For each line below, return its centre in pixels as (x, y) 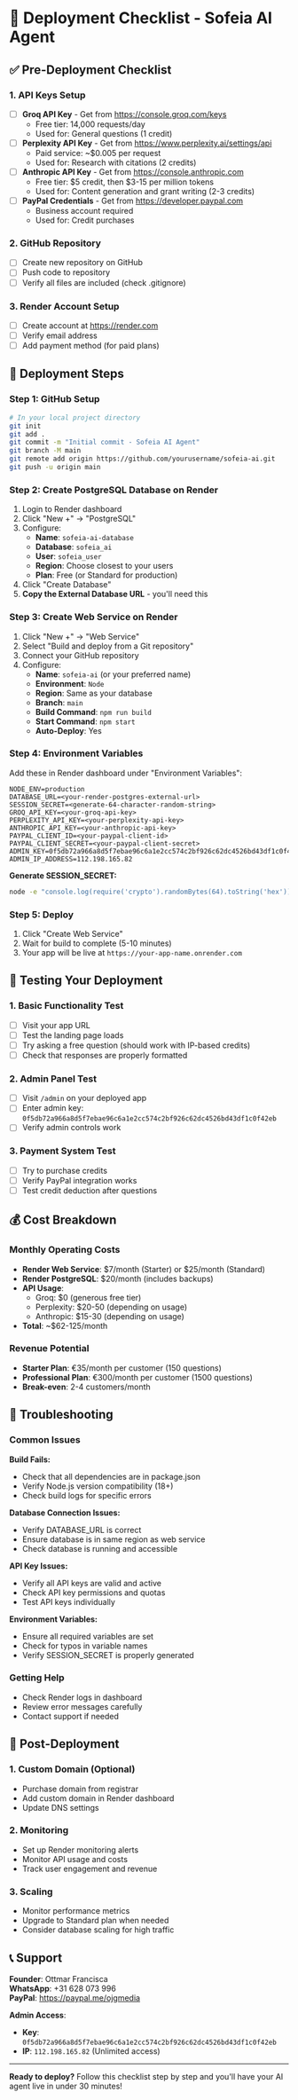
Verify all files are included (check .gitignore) (104, 282)
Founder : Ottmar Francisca (59, 1978)
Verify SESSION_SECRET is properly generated (108, 1655)
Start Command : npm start (85, 721)
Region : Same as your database (94, 693)
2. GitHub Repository (55, 243)
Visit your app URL (56, 1025)
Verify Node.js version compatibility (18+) (98, 1486)
